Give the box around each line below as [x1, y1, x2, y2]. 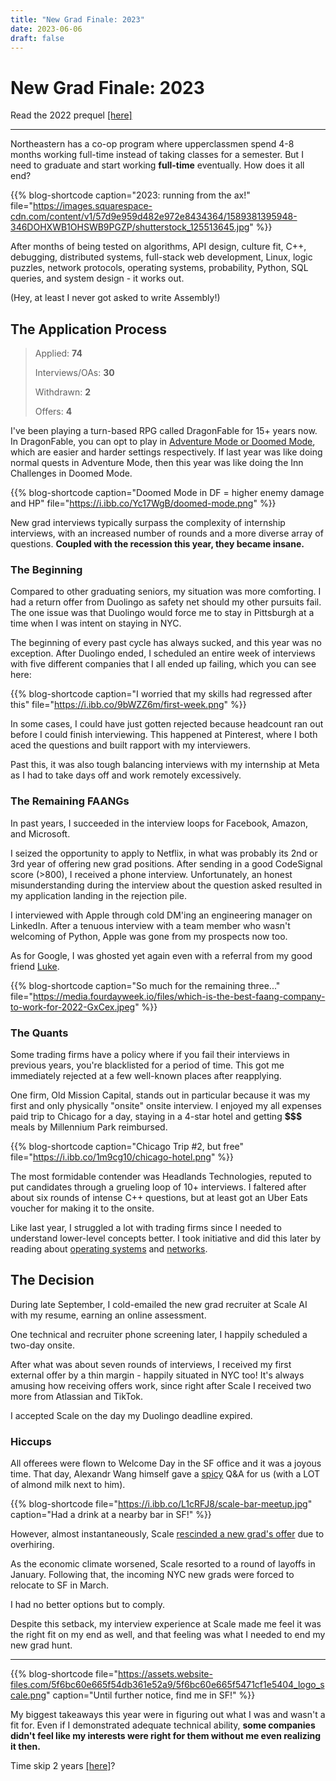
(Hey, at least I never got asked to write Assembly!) [10, 292, 221, 304]
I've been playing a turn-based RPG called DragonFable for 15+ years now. [10, 425, 318, 437]
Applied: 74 [34, 347, 83, 360]
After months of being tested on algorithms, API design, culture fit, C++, [10, 241, 307, 253]
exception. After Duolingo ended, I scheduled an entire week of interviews [10, 647, 316, 660]
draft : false [10, 33, 65, 43]
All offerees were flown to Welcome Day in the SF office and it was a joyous [10, 1457, 322, 1470]
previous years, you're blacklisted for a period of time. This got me [10, 1059, 285, 1071]
